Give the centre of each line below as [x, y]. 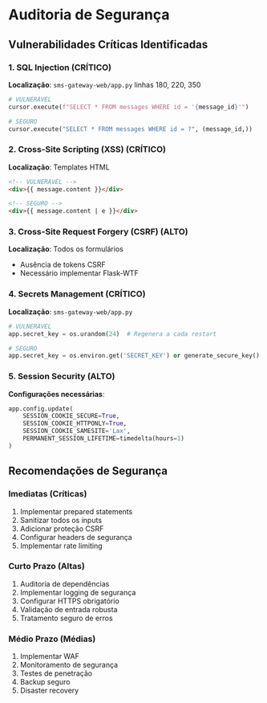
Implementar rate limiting [61, 546]
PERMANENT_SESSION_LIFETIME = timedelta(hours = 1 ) [103, 439]
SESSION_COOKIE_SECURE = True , [71, 416]
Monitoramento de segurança [69, 665]
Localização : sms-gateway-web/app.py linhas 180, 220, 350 [105, 84]
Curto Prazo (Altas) [47, 566]
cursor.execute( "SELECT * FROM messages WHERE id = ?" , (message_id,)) [130, 129]
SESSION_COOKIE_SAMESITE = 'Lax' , [77, 431]
